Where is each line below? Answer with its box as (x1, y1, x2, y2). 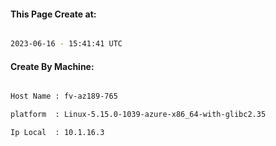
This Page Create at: (10, 8, 97, 20)
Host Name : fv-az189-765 (10, 91, 118, 102)
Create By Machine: (10, 60, 95, 72)
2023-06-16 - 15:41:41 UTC (10, 39, 123, 49)
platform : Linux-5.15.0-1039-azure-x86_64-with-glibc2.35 (10, 110, 267, 120)
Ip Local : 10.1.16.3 (10, 128, 105, 138)
